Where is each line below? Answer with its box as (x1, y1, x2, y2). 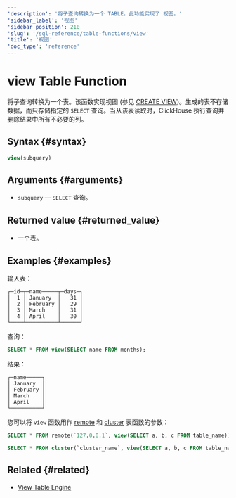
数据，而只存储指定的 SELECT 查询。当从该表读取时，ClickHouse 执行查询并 (7, 106, 225, 115)
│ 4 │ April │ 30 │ (7, 313, 83, 320)
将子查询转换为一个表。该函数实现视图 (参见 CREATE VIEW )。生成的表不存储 (7, 97, 229, 106)
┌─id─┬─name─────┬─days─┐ (7, 288, 83, 295)
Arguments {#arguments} (7, 174, 124, 186)
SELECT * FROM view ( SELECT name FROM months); (7, 346, 146, 354)
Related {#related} (7, 464, 90, 476)
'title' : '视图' (7, 37, 53, 44)
